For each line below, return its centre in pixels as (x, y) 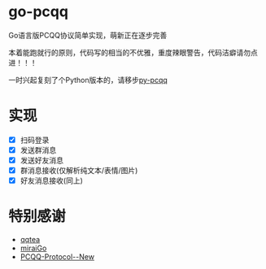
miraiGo (33, 248)
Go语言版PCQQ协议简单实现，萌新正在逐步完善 (88, 35)
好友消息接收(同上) (51, 180)
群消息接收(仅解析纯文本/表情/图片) (79, 171)
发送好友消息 (41, 160)
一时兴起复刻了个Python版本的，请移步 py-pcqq (88, 80)
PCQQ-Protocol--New (57, 257)
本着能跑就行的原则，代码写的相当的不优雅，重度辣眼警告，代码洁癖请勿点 (133, 52)
